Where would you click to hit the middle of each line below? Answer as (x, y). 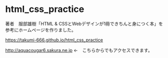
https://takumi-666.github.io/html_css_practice (54, 40)
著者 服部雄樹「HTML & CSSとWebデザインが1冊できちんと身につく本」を (84, 23)
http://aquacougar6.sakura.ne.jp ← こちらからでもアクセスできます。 (79, 50)
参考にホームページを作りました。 (41, 30)
